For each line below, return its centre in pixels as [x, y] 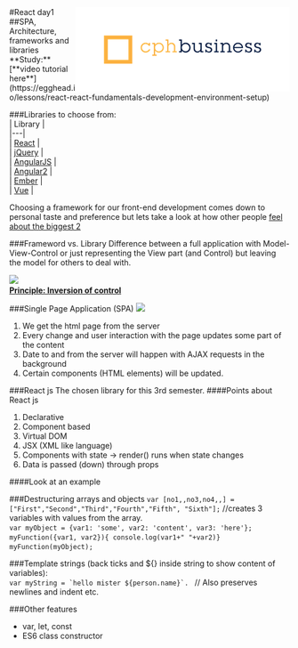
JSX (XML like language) [67, 445]
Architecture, [33, 31]
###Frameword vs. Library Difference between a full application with [135, 243]
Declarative [43, 417]
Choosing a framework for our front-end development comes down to [137, 207]
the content [43, 345]
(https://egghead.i [42, 88]
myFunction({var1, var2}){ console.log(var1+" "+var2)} [115, 538]
